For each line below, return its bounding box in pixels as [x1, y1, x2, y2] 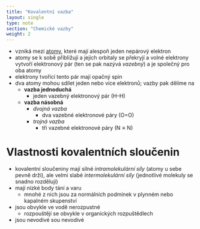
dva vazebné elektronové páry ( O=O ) [41, 112, 134, 119]
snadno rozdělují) [14, 178, 58, 185]
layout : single [6, 14, 44, 20]
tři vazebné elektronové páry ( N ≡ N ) [41, 124, 133, 132]
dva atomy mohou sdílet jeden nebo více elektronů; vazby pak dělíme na [14, 79, 195, 87]
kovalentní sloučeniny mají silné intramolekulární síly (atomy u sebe [14, 165, 182, 173]
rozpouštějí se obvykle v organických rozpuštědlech [23, 210, 153, 217]
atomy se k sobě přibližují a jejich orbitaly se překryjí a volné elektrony [14, 54, 189, 61]
